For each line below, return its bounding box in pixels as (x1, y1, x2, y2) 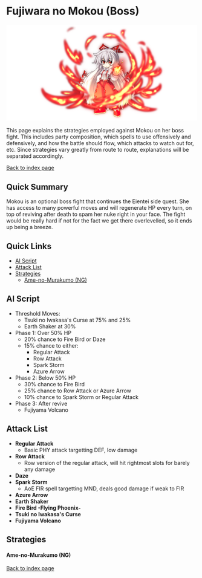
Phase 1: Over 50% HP (15, 329, 71, 336)
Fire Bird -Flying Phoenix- (15, 504, 81, 511)
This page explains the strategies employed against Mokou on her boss (6, 127, 184, 134)
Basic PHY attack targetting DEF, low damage (24, 446, 138, 453)
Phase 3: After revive (15, 400, 68, 407)
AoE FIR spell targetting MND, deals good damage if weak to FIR (24, 485, 184, 492)
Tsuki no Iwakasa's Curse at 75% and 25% (24, 316, 131, 323)
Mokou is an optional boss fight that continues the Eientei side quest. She (6, 198, 189, 205)
